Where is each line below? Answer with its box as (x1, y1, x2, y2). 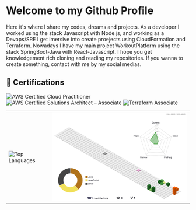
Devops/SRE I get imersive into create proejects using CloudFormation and (6, 36, 185, 43)
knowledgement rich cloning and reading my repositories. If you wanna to (6, 54, 184, 61)
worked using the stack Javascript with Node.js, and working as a (6, 29, 164, 36)
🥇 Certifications (6, 78, 65, 87)
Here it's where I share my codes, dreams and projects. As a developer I (6, 23, 180, 30)
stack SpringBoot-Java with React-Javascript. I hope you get (6, 48, 152, 55)
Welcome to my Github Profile (6, 4, 154, 17)
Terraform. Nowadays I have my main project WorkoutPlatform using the (6, 42, 180, 49)
